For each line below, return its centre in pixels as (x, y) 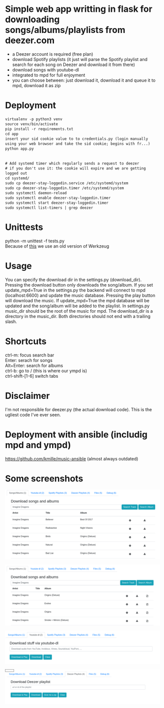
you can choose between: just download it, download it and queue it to (84, 80)
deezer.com (30, 41)
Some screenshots (44, 478)
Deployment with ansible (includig (76, 434)
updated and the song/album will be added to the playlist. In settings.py (77, 306)
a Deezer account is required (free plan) (53, 54)
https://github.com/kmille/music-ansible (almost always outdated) (72, 458)
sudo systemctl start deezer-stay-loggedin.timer (57, 203)
